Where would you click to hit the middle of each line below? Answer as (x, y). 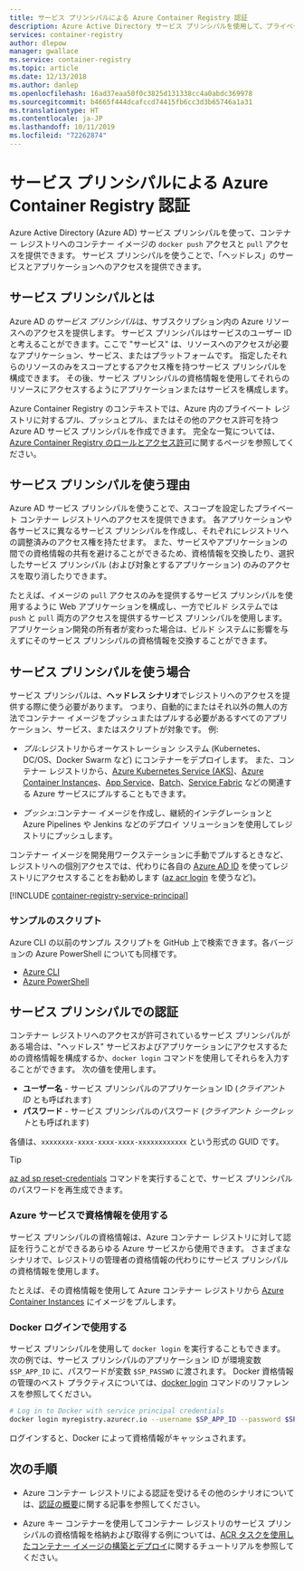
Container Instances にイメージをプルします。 (95, 1301)
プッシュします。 (85, 836)
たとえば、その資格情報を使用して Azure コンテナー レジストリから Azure (147, 1290)
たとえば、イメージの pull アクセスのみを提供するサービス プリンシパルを (147, 595)
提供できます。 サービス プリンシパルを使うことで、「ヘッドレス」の (152, 255)
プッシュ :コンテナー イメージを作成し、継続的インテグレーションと (147, 813)
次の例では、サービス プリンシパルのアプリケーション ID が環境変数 (135, 1359)
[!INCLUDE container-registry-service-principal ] (99, 896)
